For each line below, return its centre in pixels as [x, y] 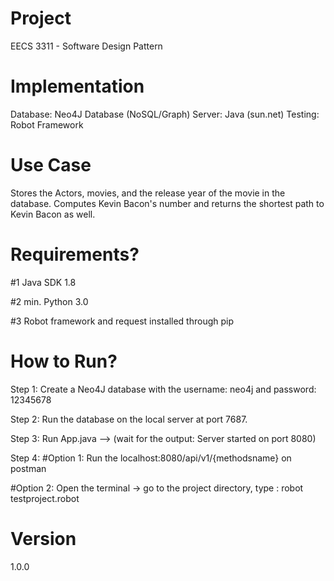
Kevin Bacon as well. [53, 214]
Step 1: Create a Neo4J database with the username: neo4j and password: [163, 389]
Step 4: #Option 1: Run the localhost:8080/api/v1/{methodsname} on [151, 458]
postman [28, 468]
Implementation [77, 86]
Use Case [51, 165]
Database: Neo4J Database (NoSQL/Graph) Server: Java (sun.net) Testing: [165, 114]
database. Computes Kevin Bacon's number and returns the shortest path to [167, 203]
